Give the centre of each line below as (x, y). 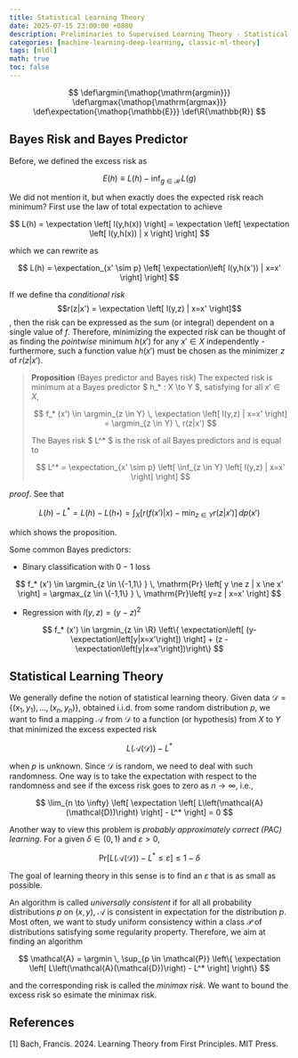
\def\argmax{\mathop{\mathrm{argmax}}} (149, 102)
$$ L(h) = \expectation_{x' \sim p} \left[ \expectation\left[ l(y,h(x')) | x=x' (149, 268)
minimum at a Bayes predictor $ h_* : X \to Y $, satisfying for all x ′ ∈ (156, 387)
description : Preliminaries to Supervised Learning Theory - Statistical (149, 34)
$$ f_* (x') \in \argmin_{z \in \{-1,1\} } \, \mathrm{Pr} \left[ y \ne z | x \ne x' (149, 583)
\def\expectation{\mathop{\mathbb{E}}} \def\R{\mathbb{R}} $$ (149, 111)
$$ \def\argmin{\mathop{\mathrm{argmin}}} (149, 92)
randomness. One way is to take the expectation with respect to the (133, 776)
